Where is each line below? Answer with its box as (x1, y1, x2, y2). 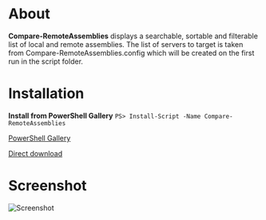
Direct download (8, 148, 63, 158)
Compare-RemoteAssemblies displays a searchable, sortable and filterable (8, 31, 258, 41)
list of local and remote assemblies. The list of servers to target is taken (8, 39, 244, 49)
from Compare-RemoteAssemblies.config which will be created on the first (8, 48, 255, 57)
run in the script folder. (8, 57, 84, 66)
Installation (8, 84, 85, 103)
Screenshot (8, 177, 87, 195)
